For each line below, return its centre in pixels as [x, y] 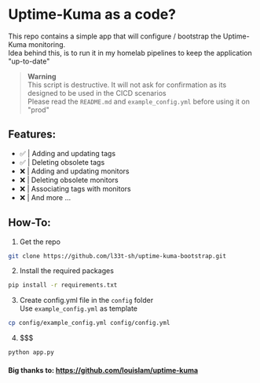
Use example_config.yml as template [79, 308]
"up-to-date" [29, 61]
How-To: [29, 223]
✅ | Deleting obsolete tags [62, 162]
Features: [32, 135]
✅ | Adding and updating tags [68, 153]
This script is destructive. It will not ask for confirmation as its [127, 85]
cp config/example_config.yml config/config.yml [89, 323]
